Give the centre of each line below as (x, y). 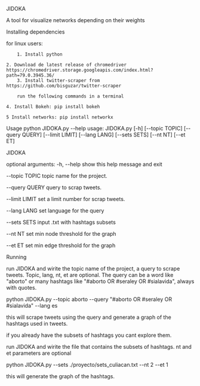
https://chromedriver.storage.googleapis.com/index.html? (80, 70)
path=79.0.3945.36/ (30, 75)
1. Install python (40, 54)
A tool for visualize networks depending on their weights (76, 20)
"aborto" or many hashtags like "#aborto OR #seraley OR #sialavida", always (100, 281)
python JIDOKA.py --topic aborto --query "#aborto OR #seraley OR (89, 299)
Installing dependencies (36, 32)
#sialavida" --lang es (32, 306)
